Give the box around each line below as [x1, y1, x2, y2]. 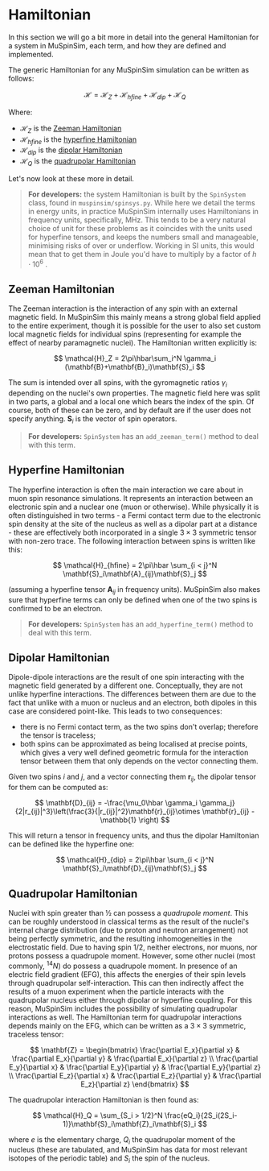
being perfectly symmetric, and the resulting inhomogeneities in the [8, 934, 233, 944]
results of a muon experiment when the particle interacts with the [8, 987, 225, 996]
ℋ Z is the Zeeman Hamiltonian [19, 123, 122, 134]
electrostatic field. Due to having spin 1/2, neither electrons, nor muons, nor [8, 942, 259, 952]
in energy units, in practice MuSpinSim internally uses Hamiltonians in [27, 206, 259, 216]
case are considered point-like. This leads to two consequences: [8, 706, 222, 716]
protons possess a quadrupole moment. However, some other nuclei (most [8, 951, 255, 961]
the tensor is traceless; [19, 730, 96, 740]
